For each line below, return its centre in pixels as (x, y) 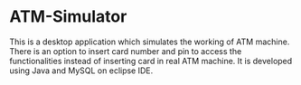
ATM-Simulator (68, 17)
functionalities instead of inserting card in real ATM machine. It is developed (151, 61)
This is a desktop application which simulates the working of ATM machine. (150, 42)
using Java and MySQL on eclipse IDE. (81, 71)
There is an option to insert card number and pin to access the (126, 51)
